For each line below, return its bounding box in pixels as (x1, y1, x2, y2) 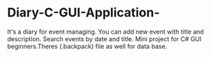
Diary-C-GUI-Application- (7, 5, 160, 21)
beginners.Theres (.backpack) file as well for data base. (7, 42, 168, 50)
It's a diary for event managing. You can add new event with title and (7, 27, 204, 36)
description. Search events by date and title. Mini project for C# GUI (7, 34, 202, 43)
